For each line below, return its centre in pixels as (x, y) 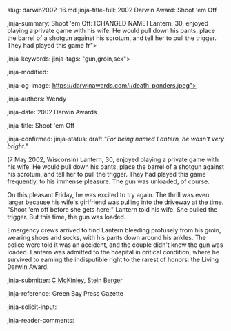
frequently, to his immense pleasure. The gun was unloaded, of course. (109, 181)
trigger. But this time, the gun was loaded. (67, 217)
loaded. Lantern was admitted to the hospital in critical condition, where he (113, 252)
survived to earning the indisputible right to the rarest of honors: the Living (113, 259)
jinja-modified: (28, 72)
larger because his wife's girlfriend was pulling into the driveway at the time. (115, 202)
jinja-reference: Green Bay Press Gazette (66, 293)
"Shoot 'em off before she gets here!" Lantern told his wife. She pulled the (112, 209)
